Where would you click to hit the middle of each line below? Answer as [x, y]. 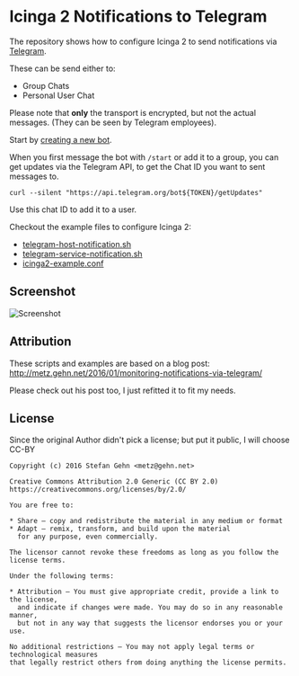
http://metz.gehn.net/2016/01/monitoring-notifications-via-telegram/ [136, 373]
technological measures [54, 655]
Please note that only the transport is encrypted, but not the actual [133, 112]
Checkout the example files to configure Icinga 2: [100, 227]
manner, [24, 616]
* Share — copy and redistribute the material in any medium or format [146, 521]
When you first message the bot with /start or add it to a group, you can [144, 157]
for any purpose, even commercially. [88, 537]
